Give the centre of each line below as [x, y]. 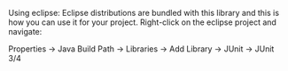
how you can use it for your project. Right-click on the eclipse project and [142, 22]
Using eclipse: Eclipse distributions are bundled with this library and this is [144, 13]
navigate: [25, 32]
